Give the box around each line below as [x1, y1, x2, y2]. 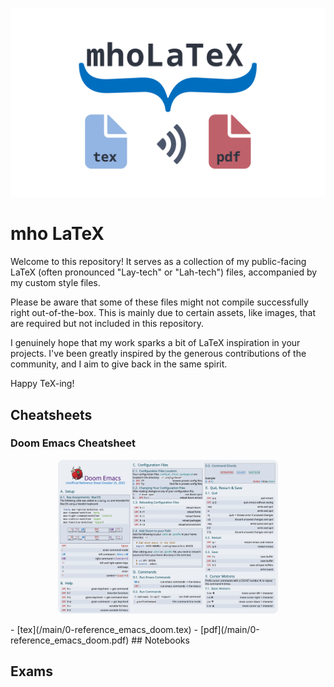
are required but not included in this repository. [10, 318, 205, 330]
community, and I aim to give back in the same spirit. [10, 358, 228, 370]
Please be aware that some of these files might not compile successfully [10, 296, 309, 308]
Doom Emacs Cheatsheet [10, 436, 137, 450]
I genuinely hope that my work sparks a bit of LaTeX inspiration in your [10, 337, 301, 349]
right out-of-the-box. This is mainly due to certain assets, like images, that [10, 307, 317, 319]
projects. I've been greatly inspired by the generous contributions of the [10, 348, 307, 360]
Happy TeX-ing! [10, 378, 75, 390]
